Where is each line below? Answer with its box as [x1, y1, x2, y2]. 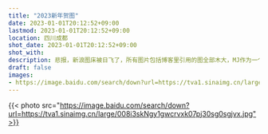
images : [8, 71, 34, 79]
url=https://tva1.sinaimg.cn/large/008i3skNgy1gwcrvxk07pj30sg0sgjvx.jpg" [8, 108, 257, 118]
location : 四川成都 [8, 33, 69, 42]
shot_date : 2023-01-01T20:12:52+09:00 [8, 41, 137, 49]
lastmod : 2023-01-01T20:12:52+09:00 [8, 26, 130, 34]
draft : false [8, 64, 52, 72]
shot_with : [8, 49, 45, 57]
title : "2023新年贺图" [8, 11, 79, 20]
